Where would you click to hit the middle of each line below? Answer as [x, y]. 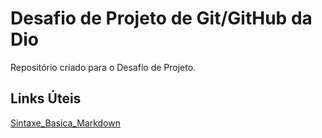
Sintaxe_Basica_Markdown [65, 123]
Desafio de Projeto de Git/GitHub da [161, 18]
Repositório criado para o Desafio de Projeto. [103, 67]
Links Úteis [46, 98]
